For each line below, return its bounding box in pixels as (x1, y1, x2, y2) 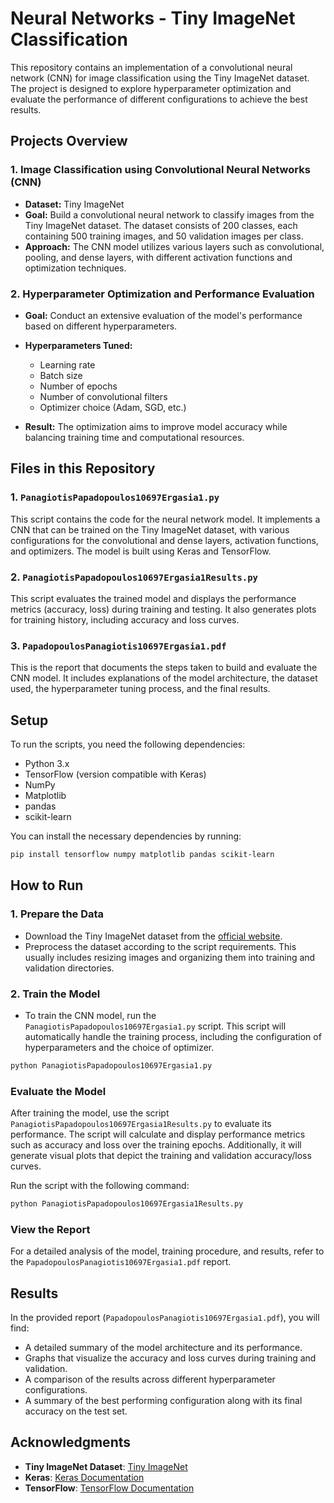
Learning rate (39, 358, 96, 371)
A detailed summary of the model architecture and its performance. (24, 1342, 303, 1354)
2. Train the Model (10, 987, 101, 1001)
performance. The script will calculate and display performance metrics (10, 1128, 306, 1141)
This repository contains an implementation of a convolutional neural (10, 61, 293, 73)
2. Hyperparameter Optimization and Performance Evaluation (10, 287, 315, 301)
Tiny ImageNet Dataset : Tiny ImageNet (24, 1460, 188, 1472)
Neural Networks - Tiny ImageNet (10, 7, 296, 30)
